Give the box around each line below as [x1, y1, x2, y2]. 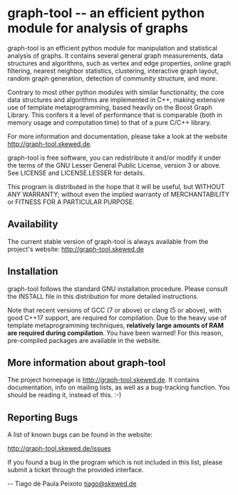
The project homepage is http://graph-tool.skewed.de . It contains [7, 376, 200, 384]
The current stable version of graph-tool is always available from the [7, 237, 209, 245]
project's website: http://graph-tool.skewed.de [7, 245, 145, 253]
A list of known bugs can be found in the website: [7, 430, 153, 439]
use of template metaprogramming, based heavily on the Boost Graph [7, 103, 212, 111]
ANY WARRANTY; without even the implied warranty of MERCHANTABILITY [7, 190, 230, 198]
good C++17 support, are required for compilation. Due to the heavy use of [7, 313, 227, 322]
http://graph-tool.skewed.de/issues [7, 444, 112, 453]
